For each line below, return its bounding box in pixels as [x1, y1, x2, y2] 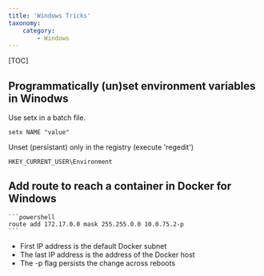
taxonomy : [8, 19, 42, 27]
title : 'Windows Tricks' [8, 11, 91, 20]
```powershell [8, 213, 56, 221]
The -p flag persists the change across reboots [19, 258, 176, 268]
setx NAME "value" [8, 129, 70, 137]
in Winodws [8, 91, 70, 105]
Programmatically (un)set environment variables [8, 79, 256, 93]
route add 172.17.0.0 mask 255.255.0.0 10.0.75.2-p [8, 220, 184, 228]
